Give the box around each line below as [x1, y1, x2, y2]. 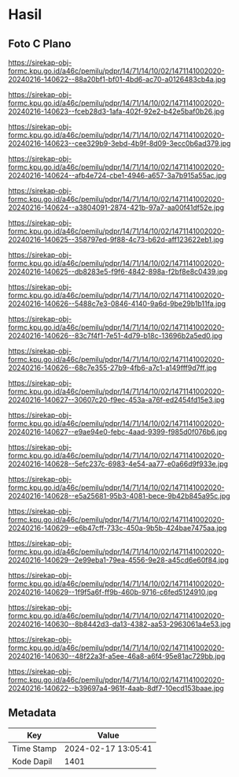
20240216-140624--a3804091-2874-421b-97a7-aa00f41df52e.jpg [8, 203, 225, 212]
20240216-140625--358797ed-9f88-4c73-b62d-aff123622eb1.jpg [8, 235, 224, 244]
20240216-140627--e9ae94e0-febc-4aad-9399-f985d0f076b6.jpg [8, 428, 228, 436]
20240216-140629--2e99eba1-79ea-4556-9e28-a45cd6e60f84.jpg [8, 555, 230, 565]
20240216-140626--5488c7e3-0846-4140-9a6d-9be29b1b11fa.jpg [8, 299, 226, 308]
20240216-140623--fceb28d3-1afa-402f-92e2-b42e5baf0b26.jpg [8, 106, 225, 116]
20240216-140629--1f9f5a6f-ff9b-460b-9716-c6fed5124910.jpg [8, 588, 218, 596]
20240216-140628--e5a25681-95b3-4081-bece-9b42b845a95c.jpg [8, 491, 230, 500]
